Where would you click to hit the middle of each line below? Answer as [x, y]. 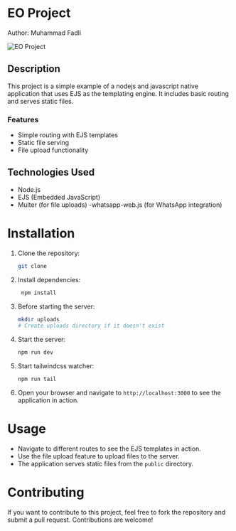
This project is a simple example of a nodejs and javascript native [103, 86]
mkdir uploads [38, 319]
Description [34, 69]
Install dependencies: [49, 279]
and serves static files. [41, 101]
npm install [39, 293]
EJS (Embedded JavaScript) [59, 197]
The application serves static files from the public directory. [106, 463]
